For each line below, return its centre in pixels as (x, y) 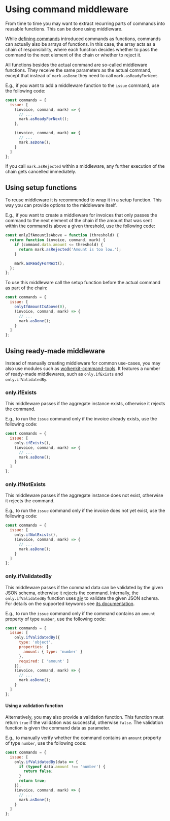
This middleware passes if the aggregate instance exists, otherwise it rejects (85, 404)
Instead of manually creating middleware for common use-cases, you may (83, 363)
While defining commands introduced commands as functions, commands (83, 39)
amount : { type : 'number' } (53, 652)
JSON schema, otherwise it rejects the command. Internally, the (72, 593)
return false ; (38, 771)
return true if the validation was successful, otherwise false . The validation (84, 722)
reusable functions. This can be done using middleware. (64, 28)
